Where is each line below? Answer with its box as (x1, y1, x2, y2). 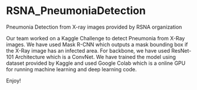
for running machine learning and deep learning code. (6, 65, 137, 72)
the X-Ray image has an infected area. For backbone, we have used (6, 47, 171, 54)
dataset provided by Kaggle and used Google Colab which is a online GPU (6, 60, 186, 67)
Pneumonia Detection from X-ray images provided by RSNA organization (6, 23, 182, 30)
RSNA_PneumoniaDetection (6, 4, 146, 18)
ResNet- (171, 47, 192, 54)
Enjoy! (6, 77, 22, 84)
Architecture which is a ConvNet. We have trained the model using (15, 53, 176, 60)
